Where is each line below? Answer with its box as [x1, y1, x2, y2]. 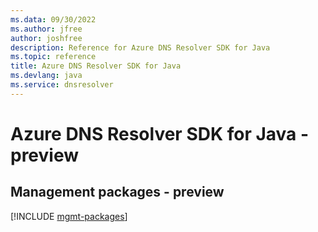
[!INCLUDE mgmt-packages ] [10, 210, 128, 222]
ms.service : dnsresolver [10, 80, 114, 90]
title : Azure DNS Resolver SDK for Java [10, 61, 182, 71]
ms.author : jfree [10, 24, 83, 34]
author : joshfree [10, 33, 83, 43]
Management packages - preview [10, 184, 225, 201]
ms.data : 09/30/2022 [10, 14, 97, 25]
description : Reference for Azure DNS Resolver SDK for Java [10, 42, 271, 53]
